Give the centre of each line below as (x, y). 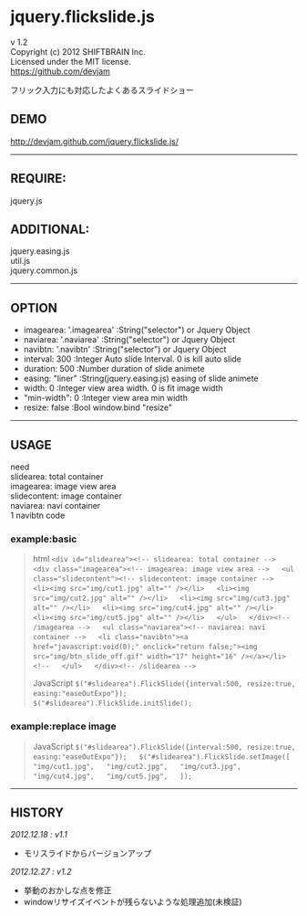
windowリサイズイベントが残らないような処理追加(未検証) (133, 902)
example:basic (44, 539)
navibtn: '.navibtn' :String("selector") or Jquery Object (125, 350)
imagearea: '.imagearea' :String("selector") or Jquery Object (137, 330)
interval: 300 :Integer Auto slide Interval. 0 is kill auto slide (133, 359)
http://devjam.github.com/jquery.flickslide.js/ (95, 141)
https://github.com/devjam (60, 71)
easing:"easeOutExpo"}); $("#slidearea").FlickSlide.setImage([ (161, 757)
